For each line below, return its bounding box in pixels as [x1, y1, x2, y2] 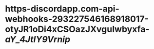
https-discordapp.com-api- [5, 3, 119, 14]
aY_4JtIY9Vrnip [5, 34, 71, 45]
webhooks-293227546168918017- [5, 13, 149, 24]
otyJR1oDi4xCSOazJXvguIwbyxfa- [5, 24, 150, 35]
